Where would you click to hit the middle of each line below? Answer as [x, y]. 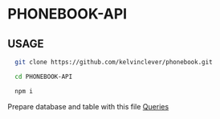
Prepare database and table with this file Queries [88, 106]
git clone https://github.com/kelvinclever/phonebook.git [114, 62]
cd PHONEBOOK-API [44, 76]
